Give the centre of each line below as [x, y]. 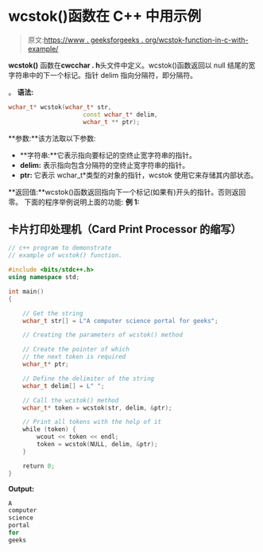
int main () [26, 291]
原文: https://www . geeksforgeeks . [85, 40]
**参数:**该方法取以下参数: [52, 138]
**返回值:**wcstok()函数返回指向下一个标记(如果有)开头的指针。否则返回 [127, 192]
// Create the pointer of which [76, 350]
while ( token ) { [50, 430]
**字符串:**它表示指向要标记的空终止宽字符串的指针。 [108, 155]
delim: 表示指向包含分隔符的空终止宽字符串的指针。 [104, 165]
